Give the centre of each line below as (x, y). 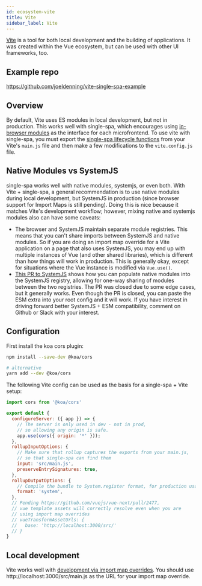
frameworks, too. (27, 53)
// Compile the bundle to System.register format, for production (102, 486)
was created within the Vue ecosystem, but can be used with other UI (93, 46)
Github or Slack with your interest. (57, 312)
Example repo (32, 72)
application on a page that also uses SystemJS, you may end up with (100, 248)
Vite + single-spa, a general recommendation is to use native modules (93, 192)
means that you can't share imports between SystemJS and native (97, 235)
